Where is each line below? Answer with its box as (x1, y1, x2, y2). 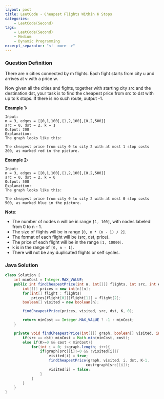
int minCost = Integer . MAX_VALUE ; (14, 277, 84, 283)
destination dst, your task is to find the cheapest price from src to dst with (5, 90, 154, 96)
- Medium (14, 35, 32, 39)
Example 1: (5, 105, 28, 111)
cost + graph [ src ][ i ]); (85, 362, 130, 368)
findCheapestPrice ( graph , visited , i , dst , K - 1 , (48, 358, 150, 363)
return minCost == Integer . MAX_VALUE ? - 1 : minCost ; (22, 318, 134, 323)
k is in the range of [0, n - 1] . (12, 244, 74, 250)
